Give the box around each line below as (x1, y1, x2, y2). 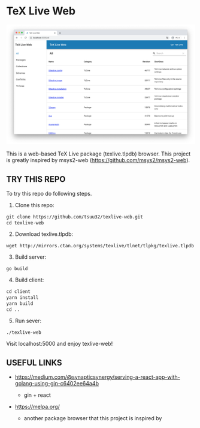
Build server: (14, 253, 47, 261)
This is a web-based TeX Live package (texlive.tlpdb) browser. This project (6, 150, 191, 157)
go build (6, 266, 28, 272)
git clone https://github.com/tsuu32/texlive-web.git (6, 214, 144, 220)
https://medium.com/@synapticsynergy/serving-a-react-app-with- (14, 373, 181, 381)
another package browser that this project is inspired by (23, 414, 162, 421)
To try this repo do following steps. (6, 190, 92, 197)
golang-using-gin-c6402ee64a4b (14, 379, 99, 387)
